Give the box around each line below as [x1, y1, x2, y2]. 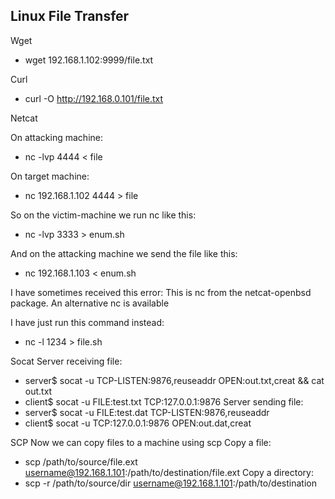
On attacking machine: [10, 131, 103, 143]
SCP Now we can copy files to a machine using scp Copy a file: [10, 436, 272, 448]
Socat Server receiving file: [10, 355, 123, 367]
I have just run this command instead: [10, 316, 165, 328]
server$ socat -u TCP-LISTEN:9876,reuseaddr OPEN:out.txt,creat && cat [24, 374, 325, 386]
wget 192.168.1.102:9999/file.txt [24, 54, 154, 66]
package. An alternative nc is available [10, 297, 170, 309]
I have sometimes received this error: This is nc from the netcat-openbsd [10, 286, 312, 298]
